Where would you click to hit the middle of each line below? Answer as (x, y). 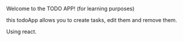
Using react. (21, 31)
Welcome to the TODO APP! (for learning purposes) (70, 9)
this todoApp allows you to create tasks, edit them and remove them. (91, 20)
